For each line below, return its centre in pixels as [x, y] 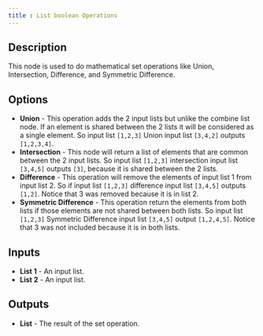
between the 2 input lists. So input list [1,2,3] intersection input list [129, 161]
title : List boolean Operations [63, 15]
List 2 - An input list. [52, 280]
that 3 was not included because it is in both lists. [100, 228]
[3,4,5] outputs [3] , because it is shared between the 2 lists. [119, 169]
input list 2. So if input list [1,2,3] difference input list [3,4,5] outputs [133, 185]
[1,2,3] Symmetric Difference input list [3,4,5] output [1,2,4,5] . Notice [137, 219]
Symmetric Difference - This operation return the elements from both [133, 203]
